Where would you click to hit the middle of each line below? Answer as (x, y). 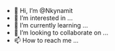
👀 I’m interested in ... (43, 18)
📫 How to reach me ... (46, 40)
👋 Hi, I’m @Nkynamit (43, 11)
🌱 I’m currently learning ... (51, 25)
